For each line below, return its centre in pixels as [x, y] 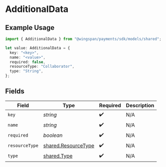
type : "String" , [26, 71]
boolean [53, 136]
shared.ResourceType [69, 146]
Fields [15, 91]
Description [140, 105]
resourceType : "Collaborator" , [42, 67]
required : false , [28, 62]
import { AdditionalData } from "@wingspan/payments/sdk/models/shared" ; [83, 39]
